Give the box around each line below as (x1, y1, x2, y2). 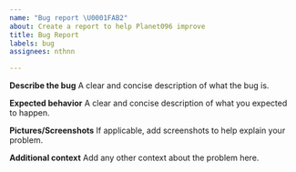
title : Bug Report (9, 30, 79, 39)
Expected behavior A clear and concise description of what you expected (9, 97, 288, 109)
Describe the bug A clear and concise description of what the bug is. (9, 80, 270, 91)
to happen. (9, 107, 50, 118)
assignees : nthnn (9, 47, 76, 56)
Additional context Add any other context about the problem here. (9, 152, 260, 164)
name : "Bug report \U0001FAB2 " (9, 13, 128, 23)
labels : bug (9, 38, 55, 48)
